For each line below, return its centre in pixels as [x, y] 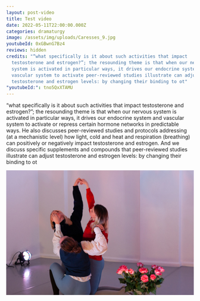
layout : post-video [30, 12]
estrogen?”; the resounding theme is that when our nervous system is [91, 112]
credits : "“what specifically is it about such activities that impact [97, 56]
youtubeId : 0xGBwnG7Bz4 [36, 44]
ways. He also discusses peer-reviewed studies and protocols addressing [97, 131]
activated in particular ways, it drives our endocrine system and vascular [95, 118]
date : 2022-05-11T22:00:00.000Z [46, 25]
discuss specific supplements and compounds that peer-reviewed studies [97, 150]
